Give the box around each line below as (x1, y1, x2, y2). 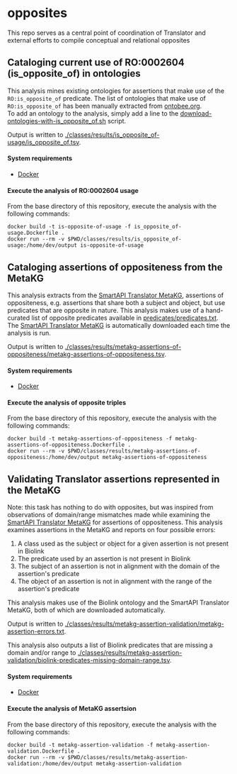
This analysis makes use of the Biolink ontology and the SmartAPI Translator (7, 598, 230, 607)
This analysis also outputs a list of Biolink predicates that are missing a (7, 641, 214, 650)
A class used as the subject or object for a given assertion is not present (17, 539, 229, 548)
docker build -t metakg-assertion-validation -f (7, 741, 154, 748)
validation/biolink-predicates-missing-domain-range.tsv (7, 656, 170, 665)
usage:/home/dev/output (7, 242, 78, 249)
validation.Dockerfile (7, 747, 74, 755)
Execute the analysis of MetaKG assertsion (7, 704, 137, 712)
